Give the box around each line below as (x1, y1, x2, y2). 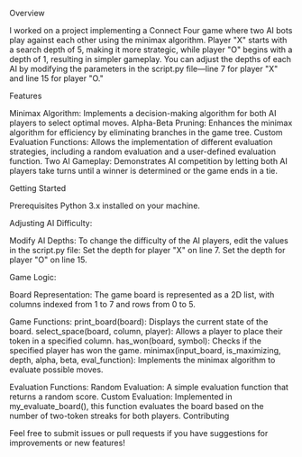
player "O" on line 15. (9, 254, 87, 265)
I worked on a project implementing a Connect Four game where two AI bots (9, 25, 293, 35)
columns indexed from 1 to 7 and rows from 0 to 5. (9, 299, 197, 309)
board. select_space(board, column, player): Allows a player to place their (9, 326, 283, 336)
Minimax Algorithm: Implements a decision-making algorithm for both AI (9, 108, 277, 118)
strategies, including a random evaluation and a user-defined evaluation (9, 146, 277, 157)
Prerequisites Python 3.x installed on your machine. (9, 200, 201, 211)
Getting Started (9, 183, 67, 193)
